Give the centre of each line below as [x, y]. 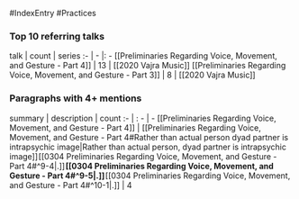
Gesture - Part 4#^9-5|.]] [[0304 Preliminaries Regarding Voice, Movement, [150, 176]
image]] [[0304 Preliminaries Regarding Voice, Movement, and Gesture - [143, 156]
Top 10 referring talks [57, 36]
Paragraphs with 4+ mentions [76, 98]
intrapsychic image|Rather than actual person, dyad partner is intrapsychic [148, 147]
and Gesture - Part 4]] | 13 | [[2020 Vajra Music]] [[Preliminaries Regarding [148, 66]
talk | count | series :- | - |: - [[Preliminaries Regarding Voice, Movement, [143, 56]
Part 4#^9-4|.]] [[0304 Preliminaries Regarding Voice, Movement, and [142, 166]
